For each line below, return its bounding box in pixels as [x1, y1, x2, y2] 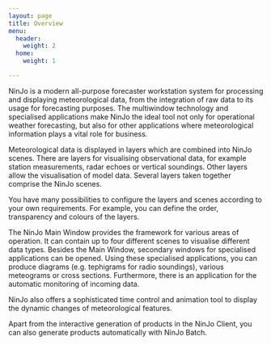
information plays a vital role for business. [8, 128, 148, 138]
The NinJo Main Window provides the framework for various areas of [8, 227, 239, 237]
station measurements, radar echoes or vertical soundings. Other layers [8, 162, 248, 171]
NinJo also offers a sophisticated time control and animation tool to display [8, 294, 257, 304]
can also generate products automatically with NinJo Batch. [8, 327, 208, 337]
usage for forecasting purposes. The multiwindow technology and [8, 103, 229, 113]
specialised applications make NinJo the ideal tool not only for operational [8, 111, 255, 121]
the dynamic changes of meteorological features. [8, 303, 172, 313]
